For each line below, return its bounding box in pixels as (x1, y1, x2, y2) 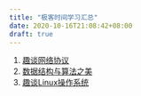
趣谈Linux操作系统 (21, 77, 90, 88)
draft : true (9, 29, 53, 38)
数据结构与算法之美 (21, 66, 93, 76)
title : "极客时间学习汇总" (9, 12, 98, 22)
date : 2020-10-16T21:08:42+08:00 (9, 21, 133, 30)
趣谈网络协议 (21, 55, 69, 66)
